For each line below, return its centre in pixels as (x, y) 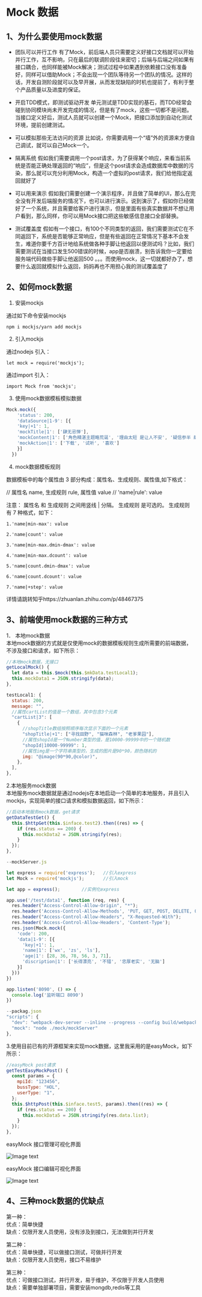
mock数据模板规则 (38, 466)
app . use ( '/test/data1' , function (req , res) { (66, 900)
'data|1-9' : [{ (36, 939)
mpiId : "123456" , (39, 1082)
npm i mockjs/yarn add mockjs (44, 327)
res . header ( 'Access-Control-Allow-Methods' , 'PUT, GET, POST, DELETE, (102, 911)
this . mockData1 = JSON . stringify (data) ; (63, 679)
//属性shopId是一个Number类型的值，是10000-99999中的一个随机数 (96, 740)
